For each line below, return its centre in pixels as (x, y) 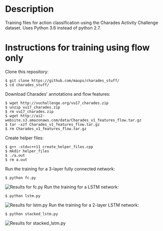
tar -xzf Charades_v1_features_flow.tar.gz (54, 124)
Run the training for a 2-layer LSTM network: (94, 205)
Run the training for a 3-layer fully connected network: (60, 169)
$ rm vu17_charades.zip (29, 111)
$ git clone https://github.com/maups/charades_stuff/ (62, 80)
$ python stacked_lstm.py (31, 214)
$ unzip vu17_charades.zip (33, 107)
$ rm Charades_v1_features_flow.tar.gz (46, 128)
